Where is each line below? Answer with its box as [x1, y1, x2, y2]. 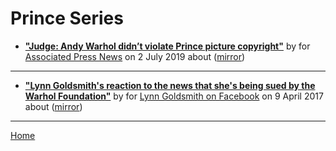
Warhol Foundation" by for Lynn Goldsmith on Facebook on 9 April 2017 [24, 90, 324, 102]
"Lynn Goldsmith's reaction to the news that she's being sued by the [24, 79, 316, 91]
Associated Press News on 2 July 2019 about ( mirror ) [24, 50, 246, 62]
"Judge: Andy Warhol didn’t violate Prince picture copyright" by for [24, 40, 311, 52]
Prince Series [10, 7, 124, 30]
